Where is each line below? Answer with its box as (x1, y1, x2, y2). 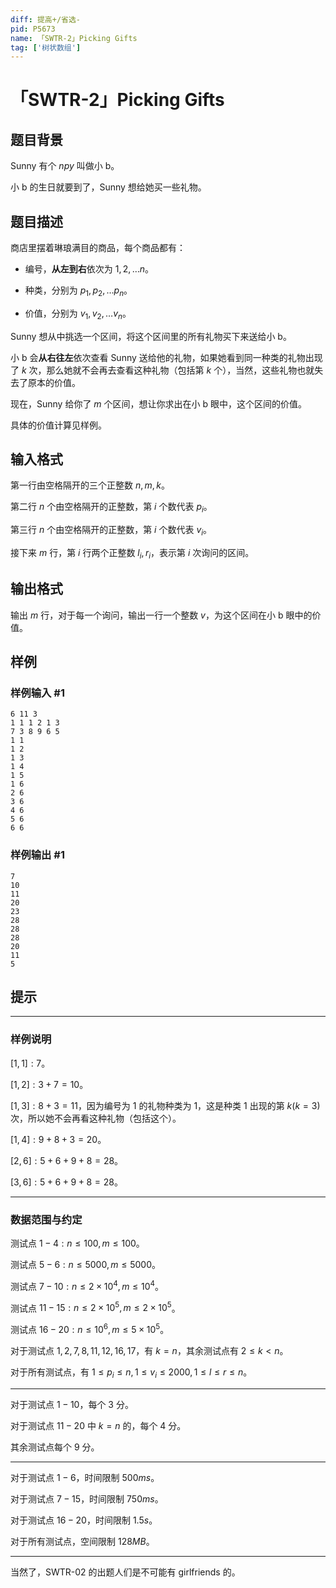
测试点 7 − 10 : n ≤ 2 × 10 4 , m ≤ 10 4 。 (10, 1279, 165, 1292)
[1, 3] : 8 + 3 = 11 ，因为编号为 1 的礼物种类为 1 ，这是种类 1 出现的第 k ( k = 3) (10, 1099, 321, 1111)
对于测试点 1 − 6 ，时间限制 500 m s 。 (10, 1471, 160, 1483)
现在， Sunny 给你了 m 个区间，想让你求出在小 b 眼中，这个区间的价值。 (10, 397, 307, 410)
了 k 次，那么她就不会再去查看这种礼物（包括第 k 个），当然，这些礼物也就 (10, 364, 315, 376)
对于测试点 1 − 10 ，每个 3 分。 (10, 1398, 134, 1410)
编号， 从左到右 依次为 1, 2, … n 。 (24, 263, 155, 275)
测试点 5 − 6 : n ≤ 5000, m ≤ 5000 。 (10, 1259, 161, 1271)
